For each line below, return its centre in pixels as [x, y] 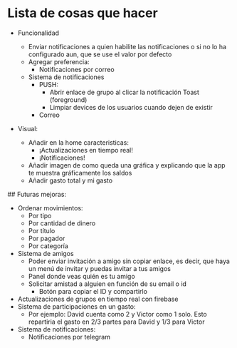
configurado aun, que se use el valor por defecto [100, 54]
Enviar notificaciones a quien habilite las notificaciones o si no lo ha [127, 46]
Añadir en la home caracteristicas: [79, 142]
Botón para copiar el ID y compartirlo [93, 291]
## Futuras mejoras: [37, 194]
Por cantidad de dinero [62, 223]
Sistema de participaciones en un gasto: [77, 306]
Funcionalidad [38, 33]
